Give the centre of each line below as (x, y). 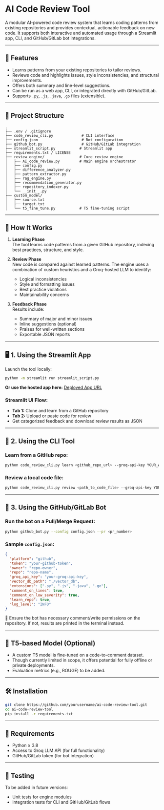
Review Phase (27, 259)
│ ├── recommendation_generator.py (43, 182)
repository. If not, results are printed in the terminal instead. (65, 623)
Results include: (28, 309)
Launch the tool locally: (29, 369)
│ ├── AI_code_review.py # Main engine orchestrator (71, 161)
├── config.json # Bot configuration (64, 140)
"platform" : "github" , (32, 559)
